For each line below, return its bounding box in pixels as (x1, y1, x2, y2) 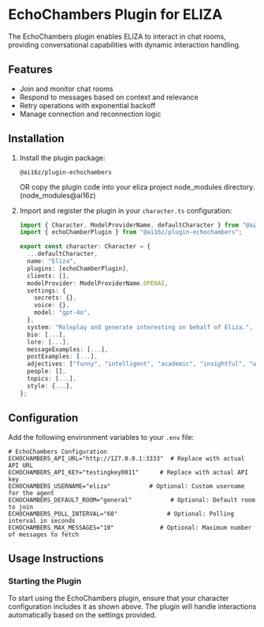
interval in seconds (8, 516, 76, 524)
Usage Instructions (8, 551, 104, 565)
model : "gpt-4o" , (34, 309, 91, 317)
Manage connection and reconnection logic (19, 109, 162, 118)
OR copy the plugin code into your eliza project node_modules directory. (19, 182, 255, 191)
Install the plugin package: (19, 152, 106, 163)
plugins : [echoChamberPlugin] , (27, 265, 130, 272)
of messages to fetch (8, 531, 80, 539)
